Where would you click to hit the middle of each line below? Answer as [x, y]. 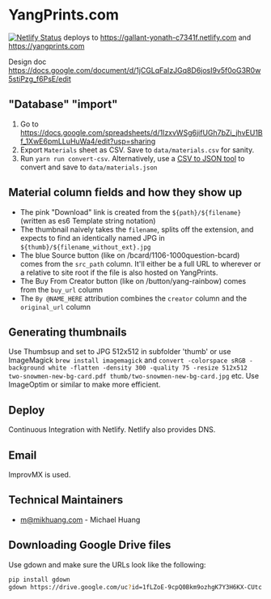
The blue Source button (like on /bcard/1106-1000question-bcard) [130, 255]
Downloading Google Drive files [90, 545]
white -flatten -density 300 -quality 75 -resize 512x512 [148, 368]
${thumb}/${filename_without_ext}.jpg [85, 247]
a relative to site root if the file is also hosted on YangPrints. [119, 272]
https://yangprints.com [47, 45]
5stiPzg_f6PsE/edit [40, 79]
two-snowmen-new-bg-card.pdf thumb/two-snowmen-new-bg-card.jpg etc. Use [134, 376]
